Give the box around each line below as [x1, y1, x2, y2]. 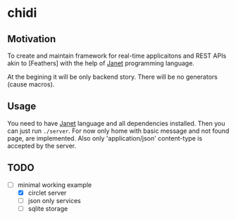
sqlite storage [27, 204, 68, 212]
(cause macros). [7, 80, 55, 89]
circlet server [27, 188, 67, 197]
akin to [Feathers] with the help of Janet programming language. [7, 59, 195, 67]
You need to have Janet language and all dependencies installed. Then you [7, 119, 225, 127]
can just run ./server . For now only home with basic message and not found [7, 127, 230, 135]
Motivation [7, 33, 56, 45]
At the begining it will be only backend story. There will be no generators [7, 72, 218, 81]
